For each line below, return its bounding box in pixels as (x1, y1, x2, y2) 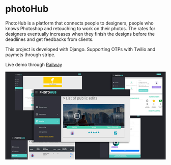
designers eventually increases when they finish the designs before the (5, 31, 155, 37)
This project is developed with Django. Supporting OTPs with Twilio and (5, 46, 156, 52)
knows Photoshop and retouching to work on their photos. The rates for (5, 25, 156, 31)
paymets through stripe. (5, 52, 56, 58)
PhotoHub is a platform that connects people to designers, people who (5, 20, 154, 26)
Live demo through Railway (5, 61, 63, 67)
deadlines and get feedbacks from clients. (5, 36, 94, 42)
